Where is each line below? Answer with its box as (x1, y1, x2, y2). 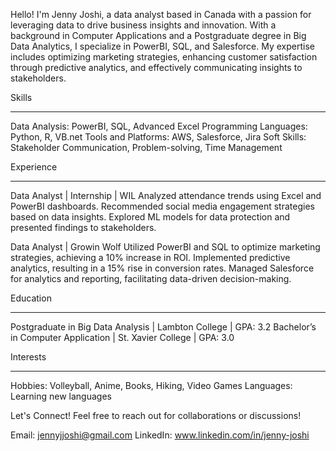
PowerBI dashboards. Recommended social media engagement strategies (10, 200, 315, 212)
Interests (10, 351, 47, 363)
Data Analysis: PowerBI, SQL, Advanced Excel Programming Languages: (10, 120, 308, 132)
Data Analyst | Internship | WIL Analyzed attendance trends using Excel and (10, 190, 322, 201)
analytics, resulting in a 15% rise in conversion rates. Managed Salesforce (10, 262, 315, 274)
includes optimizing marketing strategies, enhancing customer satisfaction (10, 51, 318, 63)
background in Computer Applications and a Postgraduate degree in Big (10, 30, 307, 41)
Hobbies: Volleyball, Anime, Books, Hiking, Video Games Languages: (10, 380, 293, 391)
